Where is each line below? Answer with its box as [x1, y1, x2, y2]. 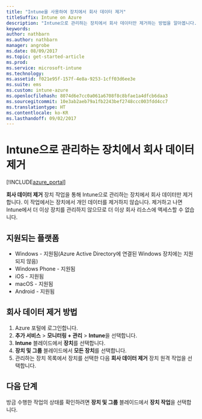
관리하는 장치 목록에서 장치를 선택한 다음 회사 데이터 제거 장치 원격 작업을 [14, 354, 186, 362]
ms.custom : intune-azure [6, 87, 69, 93]
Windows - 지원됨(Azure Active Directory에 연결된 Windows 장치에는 [14, 250, 182, 257]
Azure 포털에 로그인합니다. [14, 324, 78, 332]
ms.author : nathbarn [6, 37, 58, 43]
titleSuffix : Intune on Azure [6, 14, 82, 20]
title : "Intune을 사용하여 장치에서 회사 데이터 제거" [6, 8, 126, 15]
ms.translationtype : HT [6, 104, 66, 110]
